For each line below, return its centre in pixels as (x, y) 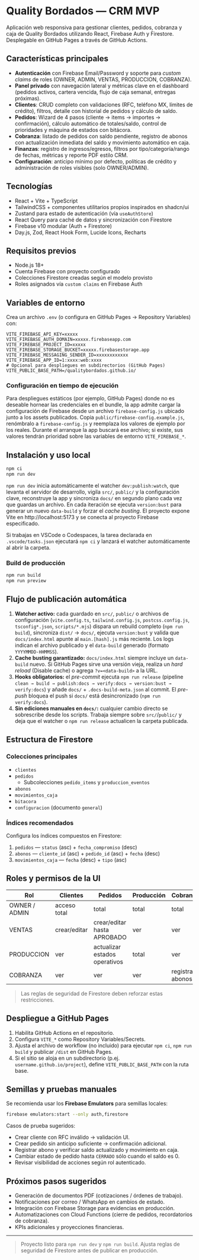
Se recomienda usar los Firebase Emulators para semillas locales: (87, 1104)
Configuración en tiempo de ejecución (62, 386)
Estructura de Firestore (50, 740)
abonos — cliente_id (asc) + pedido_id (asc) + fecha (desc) (87, 853)
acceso (65, 905)
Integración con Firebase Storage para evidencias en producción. (94, 1208)
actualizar (107, 947)
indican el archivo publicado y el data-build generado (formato (92, 645)
